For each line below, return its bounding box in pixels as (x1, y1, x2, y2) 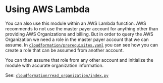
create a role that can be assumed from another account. (5, 47, 124, 53)
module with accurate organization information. (5, 62, 104, 68)
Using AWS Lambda (5, 4, 90, 15)
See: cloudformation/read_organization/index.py (5, 72, 108, 78)
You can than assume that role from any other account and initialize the (5, 57, 154, 63)
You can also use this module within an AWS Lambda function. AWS (5, 20, 146, 26)
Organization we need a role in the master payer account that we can (5, 36, 149, 43)
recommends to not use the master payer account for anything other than (5, 25, 158, 31)
